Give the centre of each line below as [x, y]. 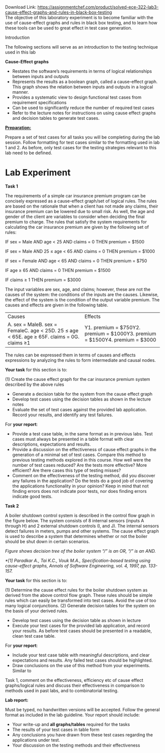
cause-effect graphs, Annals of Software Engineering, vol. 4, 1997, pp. [76, 565]
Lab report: [17, 700]
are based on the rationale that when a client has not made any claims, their [82, 206]
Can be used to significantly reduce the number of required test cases [83, 108]
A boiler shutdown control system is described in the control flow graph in [80, 515]
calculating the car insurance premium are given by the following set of [77, 227]
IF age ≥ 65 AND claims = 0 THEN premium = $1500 [58, 270]
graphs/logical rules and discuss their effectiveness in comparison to [75, 685]
